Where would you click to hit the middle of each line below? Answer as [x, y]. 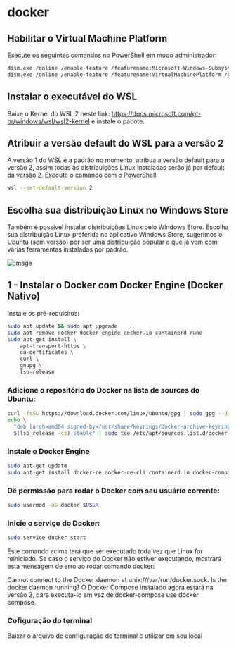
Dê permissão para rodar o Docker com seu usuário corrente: [113, 491]
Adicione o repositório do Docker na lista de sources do [104, 390]
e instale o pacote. [118, 121]
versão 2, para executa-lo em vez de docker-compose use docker [103, 595]
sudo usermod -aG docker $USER [53, 505]
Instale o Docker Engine [48, 451]
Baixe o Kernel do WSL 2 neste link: [59, 113]
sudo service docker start [47, 538]
